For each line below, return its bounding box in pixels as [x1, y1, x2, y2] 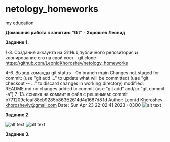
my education [5, 20, 34, 26]
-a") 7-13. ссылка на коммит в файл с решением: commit [5, 91, 128, 97]
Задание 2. [5, 112, 30, 118]
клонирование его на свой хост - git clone [5, 54, 96, 61]
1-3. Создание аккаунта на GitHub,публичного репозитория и [5, 49, 138, 55]
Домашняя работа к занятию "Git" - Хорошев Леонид [5, 29, 125, 35]
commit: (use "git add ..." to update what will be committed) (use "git [5, 75, 149, 81]
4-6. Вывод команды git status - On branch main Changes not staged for [5, 69, 159, 76]
